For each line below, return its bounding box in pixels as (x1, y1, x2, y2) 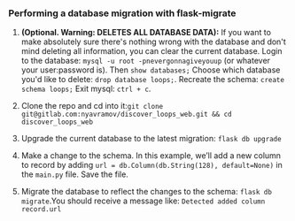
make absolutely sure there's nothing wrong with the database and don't (20, 36, 287, 47)
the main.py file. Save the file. (20, 169, 129, 179)
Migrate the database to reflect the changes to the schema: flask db (20, 187, 272, 197)
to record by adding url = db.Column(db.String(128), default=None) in (20, 160, 283, 171)
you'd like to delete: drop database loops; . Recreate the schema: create (20, 74, 285, 85)
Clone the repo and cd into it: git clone (20, 101, 164, 111)
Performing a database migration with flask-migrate (8, 7, 237, 19)
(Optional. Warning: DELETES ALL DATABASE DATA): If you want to (20, 27, 272, 38)
